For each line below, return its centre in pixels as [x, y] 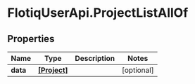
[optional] [138, 70]
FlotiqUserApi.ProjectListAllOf [98, 13]
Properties [31, 39]
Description [95, 58]
